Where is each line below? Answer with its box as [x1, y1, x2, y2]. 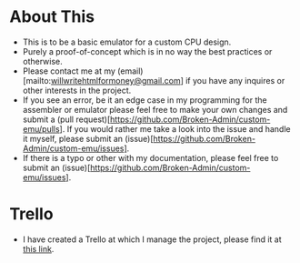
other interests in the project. [22, 85, 132, 96]
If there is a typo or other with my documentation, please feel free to [22, 152, 279, 163]
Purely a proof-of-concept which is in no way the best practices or [22, 46, 273, 56]
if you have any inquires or [185, 75, 285, 86]
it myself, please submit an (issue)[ [22, 133, 154, 144]
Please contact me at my [22, 66, 116, 76]
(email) [117, 66, 144, 76]
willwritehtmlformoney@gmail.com [50, 75, 181, 86]
